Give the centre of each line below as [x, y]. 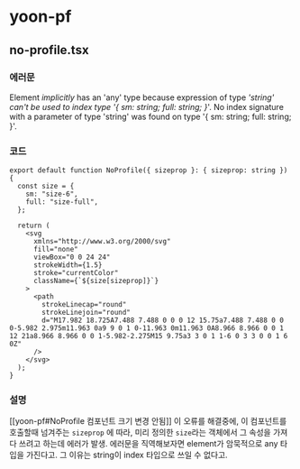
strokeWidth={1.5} [68, 265]
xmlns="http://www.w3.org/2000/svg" [102, 242]
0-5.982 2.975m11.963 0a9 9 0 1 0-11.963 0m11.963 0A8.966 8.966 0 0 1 [146, 328]
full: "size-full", [62, 202]
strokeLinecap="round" [84, 305]
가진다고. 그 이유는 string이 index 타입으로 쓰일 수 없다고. [127, 455]
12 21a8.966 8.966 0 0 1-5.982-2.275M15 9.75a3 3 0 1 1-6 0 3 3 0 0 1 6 [149, 336]
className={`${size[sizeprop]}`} [96, 281]
